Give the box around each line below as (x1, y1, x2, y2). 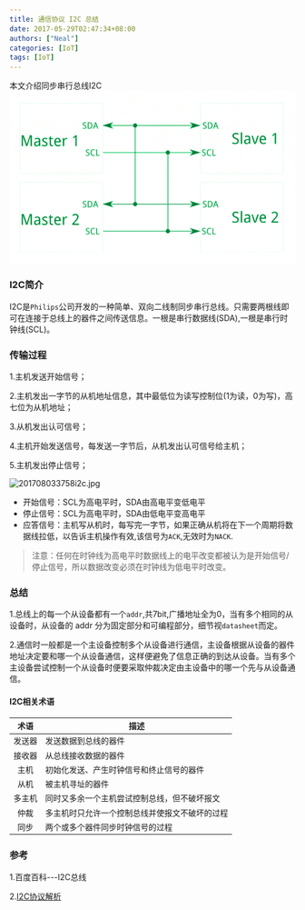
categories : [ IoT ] (9, 44, 79, 53)
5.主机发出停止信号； (9, 460, 88, 471)
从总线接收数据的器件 (44, 750, 125, 761)
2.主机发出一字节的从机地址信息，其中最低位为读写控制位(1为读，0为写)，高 (9, 391, 293, 402)
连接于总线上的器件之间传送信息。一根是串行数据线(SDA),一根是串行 (25, 312, 280, 323)
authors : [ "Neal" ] (9, 34, 79, 43)
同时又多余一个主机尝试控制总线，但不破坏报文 (44, 793, 221, 804)
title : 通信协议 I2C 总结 (9, 15, 100, 24)
